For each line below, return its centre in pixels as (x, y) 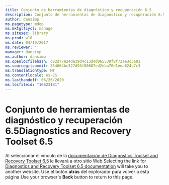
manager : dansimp (23, 52)
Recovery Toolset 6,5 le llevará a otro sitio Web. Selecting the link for (76, 161)
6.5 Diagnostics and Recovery (68, 131)
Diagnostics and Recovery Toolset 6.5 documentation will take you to (77, 166)
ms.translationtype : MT (30, 71)
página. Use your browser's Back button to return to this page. (70, 177)
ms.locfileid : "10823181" (32, 84)
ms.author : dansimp (26, 57)
